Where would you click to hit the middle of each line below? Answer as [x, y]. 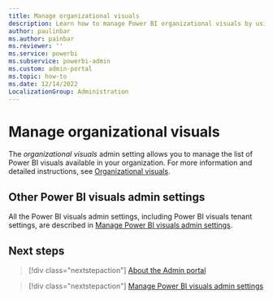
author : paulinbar [39, 31]
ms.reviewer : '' [36, 46]
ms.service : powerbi [43, 54]
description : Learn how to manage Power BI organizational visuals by [130, 24]
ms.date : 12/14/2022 [43, 84]
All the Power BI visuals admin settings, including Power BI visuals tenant [130, 217]
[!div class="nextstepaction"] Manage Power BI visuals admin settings [146, 286]
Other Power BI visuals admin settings [107, 197]
